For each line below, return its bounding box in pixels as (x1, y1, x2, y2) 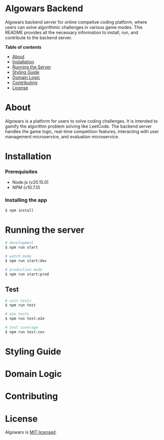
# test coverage (5, 325, 38, 330)
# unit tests (5, 298, 32, 303)
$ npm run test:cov (5, 330, 45, 334)
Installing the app (5, 197, 47, 203)
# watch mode (5, 254, 32, 259)
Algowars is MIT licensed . (5, 429, 57, 435)
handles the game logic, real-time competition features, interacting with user (5, 128, 159, 134)
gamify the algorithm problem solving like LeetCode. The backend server (5, 123, 152, 129)
